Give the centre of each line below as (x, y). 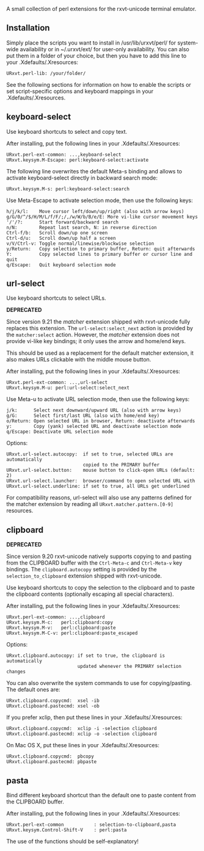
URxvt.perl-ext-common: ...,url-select (57, 383)
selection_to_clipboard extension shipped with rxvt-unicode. (84, 576)
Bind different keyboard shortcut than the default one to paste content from (101, 795)
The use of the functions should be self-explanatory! (73, 841)
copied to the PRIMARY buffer (121, 465)
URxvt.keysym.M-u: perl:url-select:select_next (68, 388)
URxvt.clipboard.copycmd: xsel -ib (53, 701)
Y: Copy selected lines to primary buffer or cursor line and (99, 254)
